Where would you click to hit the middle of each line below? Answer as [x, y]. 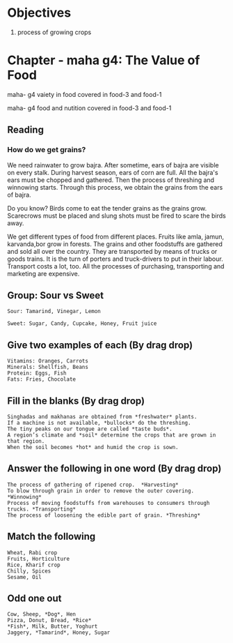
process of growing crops [54, 32]
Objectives [39, 13]
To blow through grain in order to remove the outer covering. [101, 491]
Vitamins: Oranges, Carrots [48, 361]
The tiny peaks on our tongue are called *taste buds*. [90, 429]
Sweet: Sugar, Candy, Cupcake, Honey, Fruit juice [82, 324]
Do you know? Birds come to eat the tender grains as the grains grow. [107, 208]
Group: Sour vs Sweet [56, 295]
